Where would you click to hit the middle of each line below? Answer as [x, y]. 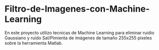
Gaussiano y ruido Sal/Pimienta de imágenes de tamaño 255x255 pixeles [78, 38]
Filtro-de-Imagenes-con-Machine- [77, 9]
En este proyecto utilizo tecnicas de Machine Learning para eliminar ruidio [79, 33]
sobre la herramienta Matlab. [34, 43]
